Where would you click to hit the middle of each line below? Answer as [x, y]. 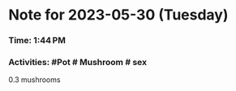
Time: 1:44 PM [37, 41]
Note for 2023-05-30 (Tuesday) [118, 15]
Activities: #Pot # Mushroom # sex [78, 63]
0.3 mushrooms [34, 80]
